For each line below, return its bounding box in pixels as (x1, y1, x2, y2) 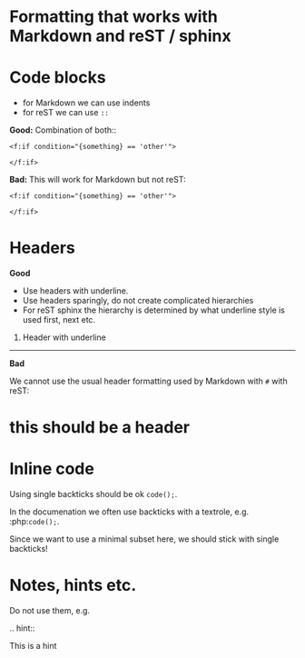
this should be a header (9, 417, 191, 438)
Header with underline (22, 332, 106, 343)
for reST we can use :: (22, 107, 109, 118)
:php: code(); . (9, 516, 60, 527)
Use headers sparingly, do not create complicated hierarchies (22, 295, 254, 306)
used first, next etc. (22, 314, 96, 325)
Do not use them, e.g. (9, 605, 91, 616)
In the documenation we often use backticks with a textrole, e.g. (9, 506, 250, 517)
